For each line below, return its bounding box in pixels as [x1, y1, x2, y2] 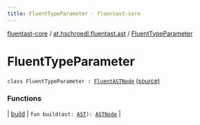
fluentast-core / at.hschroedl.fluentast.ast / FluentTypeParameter [7, 29, 193, 37]
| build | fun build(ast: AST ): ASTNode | [7, 109, 121, 118]
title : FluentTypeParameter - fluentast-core [7, 10, 140, 17]
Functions [7, 94, 42, 103]
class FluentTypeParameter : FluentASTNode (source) [7, 76, 161, 85]
